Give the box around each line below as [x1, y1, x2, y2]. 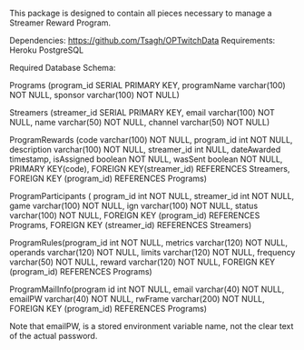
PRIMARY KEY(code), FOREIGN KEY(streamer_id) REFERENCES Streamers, [9, 164, 290, 174]
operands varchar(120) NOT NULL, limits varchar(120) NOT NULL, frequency [9, 247, 296, 257]
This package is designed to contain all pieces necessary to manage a [9, 8, 272, 18]
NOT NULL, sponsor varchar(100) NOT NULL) [9, 90, 180, 100]
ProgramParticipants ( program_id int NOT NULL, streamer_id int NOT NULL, [9, 191, 295, 201]
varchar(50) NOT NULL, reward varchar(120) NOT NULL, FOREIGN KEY [9, 256, 276, 267]
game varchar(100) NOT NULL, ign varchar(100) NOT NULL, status [9, 200, 259, 211]
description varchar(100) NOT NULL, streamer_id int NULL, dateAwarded [9, 145, 281, 155]
